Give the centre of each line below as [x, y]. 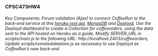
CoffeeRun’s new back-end [32, 48]
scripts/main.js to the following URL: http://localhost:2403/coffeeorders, [77, 38]
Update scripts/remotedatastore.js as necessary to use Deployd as [72, 44]
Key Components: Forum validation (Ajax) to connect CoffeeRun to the [75, 18]
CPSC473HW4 [23, 7]
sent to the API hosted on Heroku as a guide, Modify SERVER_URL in [73, 33]
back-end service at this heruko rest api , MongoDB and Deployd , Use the [78, 23]
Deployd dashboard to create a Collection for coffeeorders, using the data [79, 28]
